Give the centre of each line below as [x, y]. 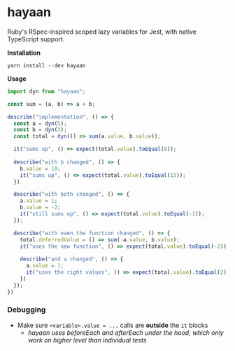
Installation [24, 53]
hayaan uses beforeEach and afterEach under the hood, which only [126, 332]
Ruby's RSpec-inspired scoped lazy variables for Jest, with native [102, 32]
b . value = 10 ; [40, 168]
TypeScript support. [36, 39]
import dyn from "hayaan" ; [47, 91]
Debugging [27, 310]
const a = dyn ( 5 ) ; [41, 124]
